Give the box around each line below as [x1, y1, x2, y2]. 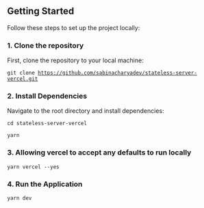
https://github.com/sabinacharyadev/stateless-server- [37, 70, 197, 77]
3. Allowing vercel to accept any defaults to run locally [7, 148, 192, 157]
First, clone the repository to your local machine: [7, 56, 144, 64]
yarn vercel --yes [7, 164, 60, 170]
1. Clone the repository [7, 40, 84, 50]
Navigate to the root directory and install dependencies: [7, 107, 164, 115]
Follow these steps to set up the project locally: [7, 23, 140, 31]
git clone [7, 70, 36, 77]
